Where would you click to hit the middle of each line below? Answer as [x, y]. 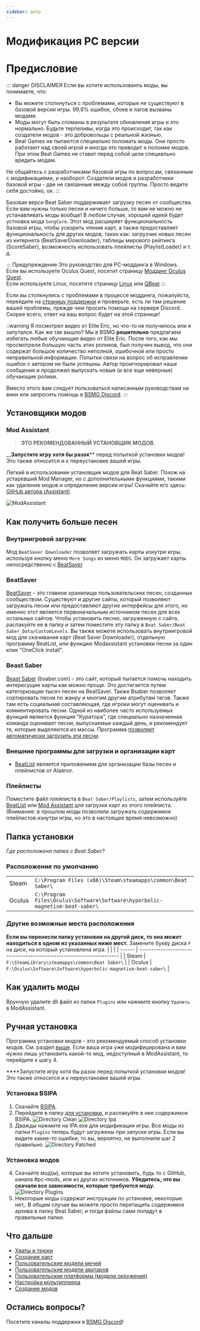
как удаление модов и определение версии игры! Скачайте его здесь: [96, 485]
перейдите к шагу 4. [32, 1060]
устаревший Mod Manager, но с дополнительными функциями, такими [96, 479]
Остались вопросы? [46, 1307]
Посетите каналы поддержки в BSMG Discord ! [65, 1321]
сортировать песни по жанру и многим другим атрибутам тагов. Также [98, 697]
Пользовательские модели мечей [58, 1263]
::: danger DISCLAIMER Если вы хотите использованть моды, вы [87, 85]
